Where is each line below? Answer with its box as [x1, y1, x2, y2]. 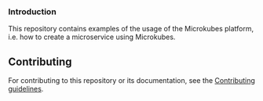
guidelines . [8, 85, 44, 94]
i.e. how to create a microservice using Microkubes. [8, 32, 176, 41]
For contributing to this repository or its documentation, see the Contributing [8, 76, 255, 85]
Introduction [8, 6, 57, 17]
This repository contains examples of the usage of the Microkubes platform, [8, 24, 254, 34]
